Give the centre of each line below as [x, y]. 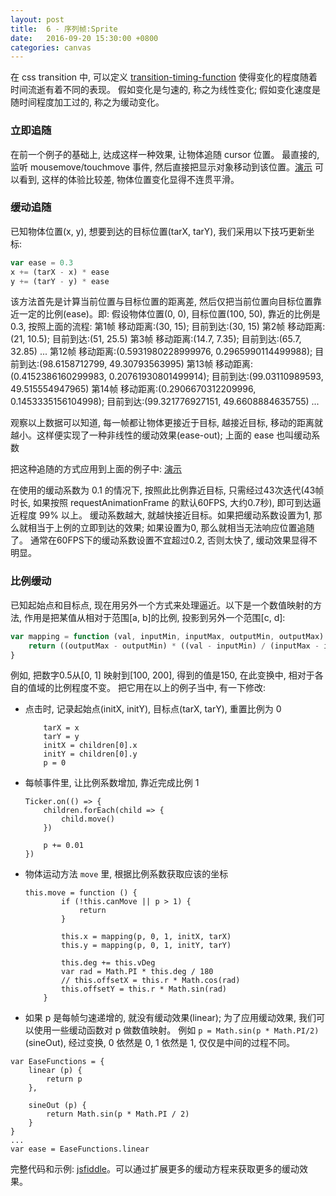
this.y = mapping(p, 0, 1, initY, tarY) [146, 946]
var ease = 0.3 [42, 262]
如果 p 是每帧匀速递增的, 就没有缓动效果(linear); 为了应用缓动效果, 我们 [170, 1018]
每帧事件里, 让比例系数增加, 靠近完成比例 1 [112, 783]
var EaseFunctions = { [57, 1062]
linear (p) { [55, 1071]
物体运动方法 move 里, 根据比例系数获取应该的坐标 [126, 874]
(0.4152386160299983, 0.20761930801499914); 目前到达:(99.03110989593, [167, 377]
